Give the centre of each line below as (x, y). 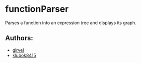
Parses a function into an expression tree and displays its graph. (71, 23)
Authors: (19, 38)
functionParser (37, 9)
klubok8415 (24, 55)
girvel (18, 50)
